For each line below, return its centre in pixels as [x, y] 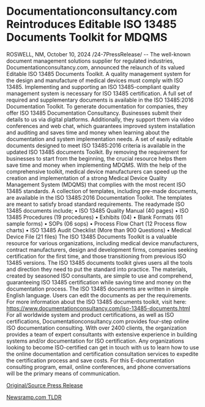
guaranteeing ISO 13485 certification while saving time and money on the [99, 282]
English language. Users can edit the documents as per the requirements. [99, 295]
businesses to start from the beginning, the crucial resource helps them [96, 158]
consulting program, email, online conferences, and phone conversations [99, 367]
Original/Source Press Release [45, 385]
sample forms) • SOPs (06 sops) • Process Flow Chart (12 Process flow [97, 223]
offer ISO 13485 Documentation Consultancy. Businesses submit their [94, 113]
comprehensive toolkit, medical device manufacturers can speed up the [97, 171]
